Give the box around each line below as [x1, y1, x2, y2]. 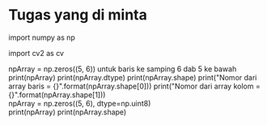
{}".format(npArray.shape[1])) [8, 89, 106, 99]
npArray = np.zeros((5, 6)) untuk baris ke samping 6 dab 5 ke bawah [8, 63, 237, 74]
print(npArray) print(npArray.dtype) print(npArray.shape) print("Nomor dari [8, 72, 257, 82]
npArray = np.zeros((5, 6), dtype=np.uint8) [8, 98, 151, 108]
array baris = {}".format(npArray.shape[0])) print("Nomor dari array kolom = [8, 81, 261, 91]
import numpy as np [8, 32, 75, 42]
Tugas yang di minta [8, 6, 147, 24]
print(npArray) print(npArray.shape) [8, 107, 127, 117]
